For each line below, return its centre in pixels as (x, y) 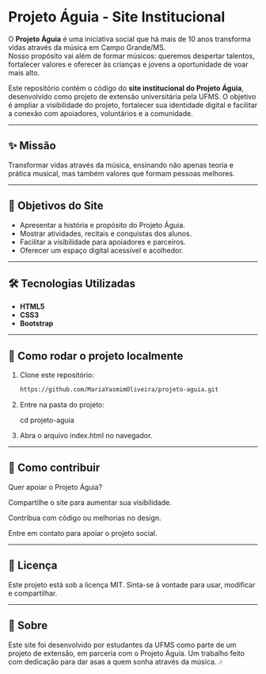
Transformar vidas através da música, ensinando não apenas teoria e (121, 165)
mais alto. (24, 72)
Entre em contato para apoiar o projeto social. (83, 533)
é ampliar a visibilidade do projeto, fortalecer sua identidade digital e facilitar (133, 105)
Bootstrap (36, 324)
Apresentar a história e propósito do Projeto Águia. (103, 225)
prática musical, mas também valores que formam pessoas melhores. (122, 173)
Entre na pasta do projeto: (62, 405)
